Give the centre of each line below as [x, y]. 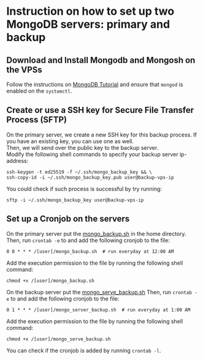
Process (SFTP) [37, 120]
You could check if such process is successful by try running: [84, 189]
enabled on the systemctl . [39, 91]
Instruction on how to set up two [90, 11]
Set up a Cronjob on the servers [68, 219]
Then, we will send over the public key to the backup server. [82, 147]
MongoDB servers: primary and [88, 24]
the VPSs [25, 70]
